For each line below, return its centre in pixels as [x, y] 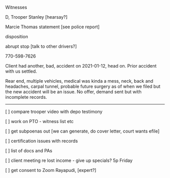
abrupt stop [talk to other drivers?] [41, 46]
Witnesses [16, 7]
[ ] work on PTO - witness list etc [39, 121]
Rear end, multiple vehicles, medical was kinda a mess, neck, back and [79, 81]
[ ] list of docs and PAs [29, 151]
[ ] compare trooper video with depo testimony [54, 111]
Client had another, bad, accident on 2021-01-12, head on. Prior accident [81, 66]
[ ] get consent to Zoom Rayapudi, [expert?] [51, 170]
